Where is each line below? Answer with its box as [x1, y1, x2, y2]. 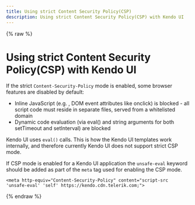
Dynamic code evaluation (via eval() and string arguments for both [14, 118, 175, 126]
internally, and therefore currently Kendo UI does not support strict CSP [6, 142, 178, 149]
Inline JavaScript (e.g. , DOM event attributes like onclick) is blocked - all [14, 100, 190, 107]
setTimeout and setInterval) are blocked [14, 125, 111, 132]
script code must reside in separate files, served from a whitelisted [14, 106, 176, 113]
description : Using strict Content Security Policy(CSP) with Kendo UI [6, 14, 184, 20]
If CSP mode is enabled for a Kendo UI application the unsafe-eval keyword [6, 160, 188, 167]
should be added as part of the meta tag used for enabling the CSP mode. [6, 166, 183, 173]
